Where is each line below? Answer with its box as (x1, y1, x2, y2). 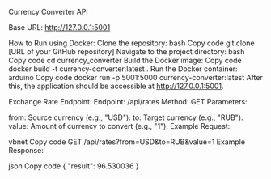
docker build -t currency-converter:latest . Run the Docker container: (8, 64, 238, 74)
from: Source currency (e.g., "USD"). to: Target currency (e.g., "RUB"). (8, 113, 244, 122)
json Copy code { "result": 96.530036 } (8, 161, 139, 171)
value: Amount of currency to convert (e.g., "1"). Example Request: (8, 121, 231, 130)
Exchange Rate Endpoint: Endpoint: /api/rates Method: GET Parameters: (8, 97, 248, 106)
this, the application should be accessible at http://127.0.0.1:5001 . (8, 81, 224, 91)
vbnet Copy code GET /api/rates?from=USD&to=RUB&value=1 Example (8, 137, 245, 147)
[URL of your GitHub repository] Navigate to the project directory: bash (8, 47, 245, 56)
